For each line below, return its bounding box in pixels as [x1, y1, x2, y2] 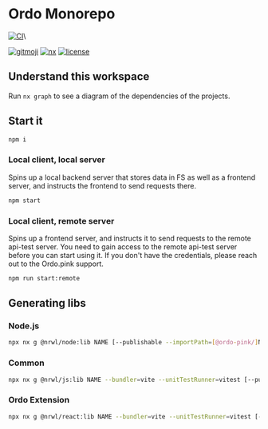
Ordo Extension [8, 395, 70, 406]
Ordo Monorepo [8, 5, 116, 23]
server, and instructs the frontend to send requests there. [8, 181, 197, 190]
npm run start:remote [8, 274, 81, 282]
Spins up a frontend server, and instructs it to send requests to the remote [8, 233, 251, 243]
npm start [8, 197, 41, 205]
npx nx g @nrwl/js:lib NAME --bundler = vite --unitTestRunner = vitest [8, 375, 241, 383]
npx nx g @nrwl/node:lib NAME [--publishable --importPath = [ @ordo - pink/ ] [8, 339, 259, 347]
